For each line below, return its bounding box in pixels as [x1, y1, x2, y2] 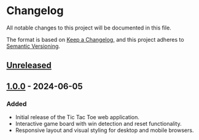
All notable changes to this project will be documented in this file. [6, 24, 172, 31]
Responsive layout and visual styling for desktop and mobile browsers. [15, 126, 194, 134]
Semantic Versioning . [6, 42, 60, 50]
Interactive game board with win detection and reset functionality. [15, 120, 182, 128]
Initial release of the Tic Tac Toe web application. [15, 114, 140, 121]
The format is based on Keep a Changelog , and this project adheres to [6, 36, 184, 43]
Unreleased [6, 60, 52, 71]
